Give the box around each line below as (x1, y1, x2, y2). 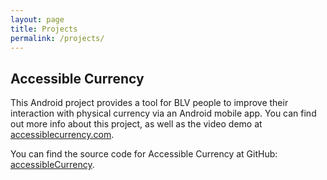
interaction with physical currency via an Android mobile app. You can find (10, 107, 317, 120)
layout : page (10, 14, 65, 25)
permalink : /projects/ (10, 33, 105, 43)
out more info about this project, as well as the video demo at (10, 118, 263, 130)
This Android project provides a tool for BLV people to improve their (10, 97, 289, 109)
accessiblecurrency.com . (10, 129, 115, 141)
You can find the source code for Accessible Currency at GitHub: (10, 148, 278, 160)
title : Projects (10, 24, 78, 34)
